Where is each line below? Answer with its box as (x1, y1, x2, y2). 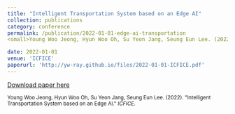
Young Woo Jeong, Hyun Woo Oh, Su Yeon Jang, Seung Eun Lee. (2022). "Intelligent (7, 94, 211, 101)
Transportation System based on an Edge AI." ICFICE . (7, 100, 136, 107)
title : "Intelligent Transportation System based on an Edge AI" (7, 10, 201, 17)
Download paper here (7, 81, 70, 89)
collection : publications (7, 17, 83, 24)
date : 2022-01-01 (7, 49, 58, 56)
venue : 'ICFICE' (7, 55, 55, 63)
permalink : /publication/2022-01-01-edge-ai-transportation (7, 29, 187, 37)
